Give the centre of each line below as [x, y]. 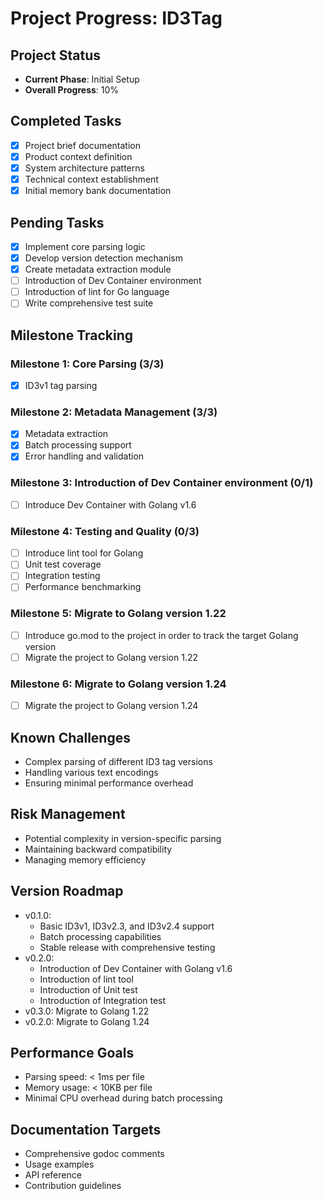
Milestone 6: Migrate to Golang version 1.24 [118, 684]
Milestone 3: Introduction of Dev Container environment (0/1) [162, 483]
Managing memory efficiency [85, 859]
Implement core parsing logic [85, 246]
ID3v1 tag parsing [61, 385]
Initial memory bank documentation [98, 191]
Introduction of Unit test [88, 989]
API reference [53, 1175]
